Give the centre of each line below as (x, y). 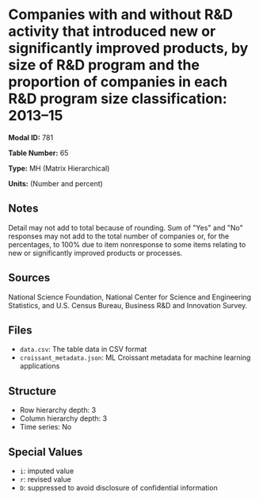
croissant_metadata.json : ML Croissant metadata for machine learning (135, 357)
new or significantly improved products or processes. (95, 253)
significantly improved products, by (128, 48)
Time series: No (46, 427)
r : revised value (45, 479)
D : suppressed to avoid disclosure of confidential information (118, 488)
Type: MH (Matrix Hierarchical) (59, 168)
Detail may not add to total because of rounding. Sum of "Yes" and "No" (126, 227)
